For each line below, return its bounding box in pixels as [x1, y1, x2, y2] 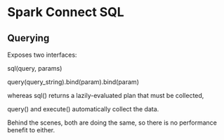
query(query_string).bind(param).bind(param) [7, 78, 139, 86]
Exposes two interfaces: [7, 50, 77, 59]
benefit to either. [7, 126, 55, 134]
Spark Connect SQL [7, 4, 124, 20]
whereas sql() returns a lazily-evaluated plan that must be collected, [7, 92, 204, 99]
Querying [7, 32, 50, 44]
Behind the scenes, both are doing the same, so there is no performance [7, 118, 218, 127]
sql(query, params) [7, 64, 62, 72]
